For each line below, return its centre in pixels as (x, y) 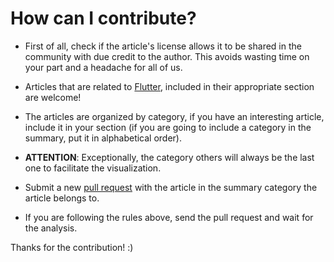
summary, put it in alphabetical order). (103, 138)
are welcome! (53, 97)
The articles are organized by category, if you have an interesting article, (174, 116)
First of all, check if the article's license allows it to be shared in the (163, 46)
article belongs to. (62, 198)
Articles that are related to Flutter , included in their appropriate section (169, 86)
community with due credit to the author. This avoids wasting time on (167, 56)
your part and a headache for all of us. (103, 67)
